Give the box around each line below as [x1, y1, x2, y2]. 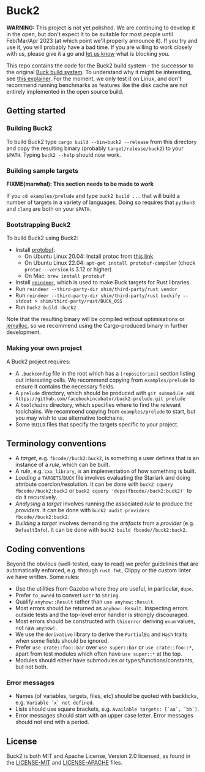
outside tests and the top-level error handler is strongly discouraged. [15, 611, 189, 619]
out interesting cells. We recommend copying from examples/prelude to [15, 376, 195, 384]
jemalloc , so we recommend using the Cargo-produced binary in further [6, 322, 188, 330]
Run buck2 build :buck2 [15, 304, 76, 311]
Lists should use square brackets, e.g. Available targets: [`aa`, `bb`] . [15, 705, 199, 713]
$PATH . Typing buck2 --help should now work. [6, 151, 121, 158]
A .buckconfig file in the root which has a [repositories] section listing [15, 369, 195, 377]
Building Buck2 [6, 124, 53, 132]
